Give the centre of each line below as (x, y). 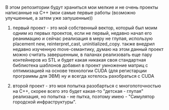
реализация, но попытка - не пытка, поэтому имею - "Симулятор (83, 96)
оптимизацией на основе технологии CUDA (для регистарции (80, 71)
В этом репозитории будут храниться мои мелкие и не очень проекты (82, 7)
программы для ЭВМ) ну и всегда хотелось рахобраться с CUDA (83, 76)
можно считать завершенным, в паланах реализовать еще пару (82, 54)
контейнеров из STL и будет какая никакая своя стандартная (79, 60)
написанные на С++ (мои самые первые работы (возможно (71, 13)
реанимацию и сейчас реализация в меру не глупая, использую (83, 38)
